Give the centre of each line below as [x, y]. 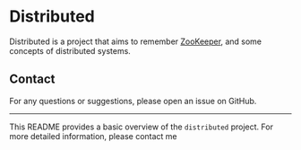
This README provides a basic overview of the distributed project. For [141, 127]
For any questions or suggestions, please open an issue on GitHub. [133, 101]
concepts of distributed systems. [70, 50]
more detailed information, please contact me [93, 136]
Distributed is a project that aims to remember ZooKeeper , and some [136, 41]
